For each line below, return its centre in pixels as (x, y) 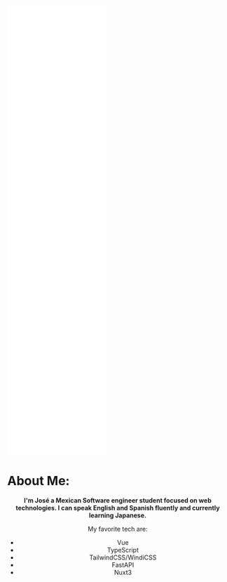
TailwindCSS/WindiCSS (123, 557)
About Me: (39, 481)
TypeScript (123, 550)
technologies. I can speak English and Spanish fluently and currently (118, 508)
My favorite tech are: (118, 529)
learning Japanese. (118, 515)
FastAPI (123, 564)
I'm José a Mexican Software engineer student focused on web (118, 500)
